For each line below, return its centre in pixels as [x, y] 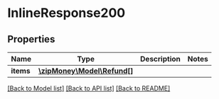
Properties [31, 39]
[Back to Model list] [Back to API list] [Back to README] [89, 88]
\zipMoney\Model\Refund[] [86, 71]
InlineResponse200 [66, 13]
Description [160, 59]
